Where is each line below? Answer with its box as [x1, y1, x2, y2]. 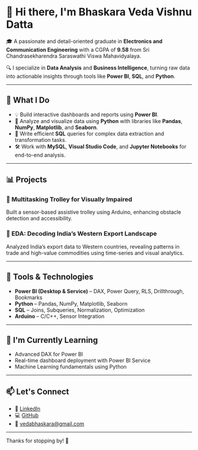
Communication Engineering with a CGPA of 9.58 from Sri [6, 46, 150, 53]
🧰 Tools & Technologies [6, 272, 94, 282]
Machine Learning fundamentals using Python [14, 363, 127, 370]
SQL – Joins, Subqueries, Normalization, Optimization [14, 306, 145, 313]
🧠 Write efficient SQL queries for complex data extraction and [14, 130, 164, 137]
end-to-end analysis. [14, 151, 66, 158]
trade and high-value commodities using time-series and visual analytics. [6, 249, 184, 256]
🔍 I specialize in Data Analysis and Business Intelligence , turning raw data [6, 64, 190, 71]
